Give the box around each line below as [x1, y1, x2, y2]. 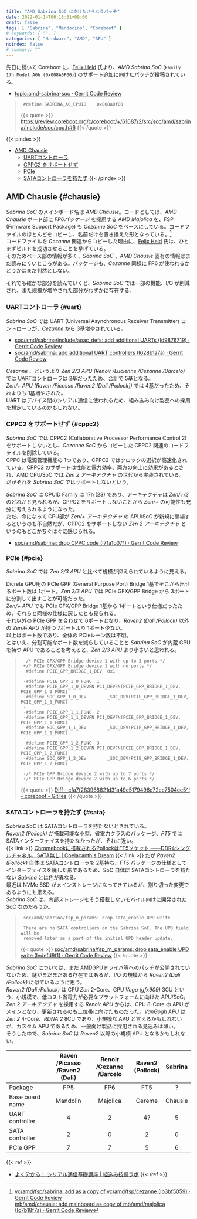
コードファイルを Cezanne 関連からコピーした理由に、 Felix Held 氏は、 [6, 238, 179, 245]
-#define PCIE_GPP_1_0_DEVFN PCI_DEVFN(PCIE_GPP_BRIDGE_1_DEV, [23, 684, 181, 690]
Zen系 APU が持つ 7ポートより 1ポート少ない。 [12, 624, 126, 631]
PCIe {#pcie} [6, 554, 43, 562]
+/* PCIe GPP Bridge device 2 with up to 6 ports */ [23, 776, 155, 782]
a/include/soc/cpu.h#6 [20, 124, 76, 131]
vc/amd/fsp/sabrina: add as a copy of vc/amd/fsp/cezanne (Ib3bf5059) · [14, 1188, 191, 1195]
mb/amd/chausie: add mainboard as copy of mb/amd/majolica [14, 1200, 165, 1208]
